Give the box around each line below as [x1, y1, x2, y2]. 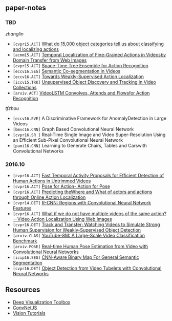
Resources [5, 286, 40, 294]
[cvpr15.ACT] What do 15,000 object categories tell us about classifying [12, 41, 164, 47]
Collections [12, 84, 37, 90]
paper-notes [5, 4, 46, 12]
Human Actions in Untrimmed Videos [12, 178, 91, 184]
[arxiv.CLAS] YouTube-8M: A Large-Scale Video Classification [12, 232, 145, 238]
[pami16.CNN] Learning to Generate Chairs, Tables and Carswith [12, 142, 147, 148]
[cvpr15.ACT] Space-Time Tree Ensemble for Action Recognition [12, 62, 148, 68]
